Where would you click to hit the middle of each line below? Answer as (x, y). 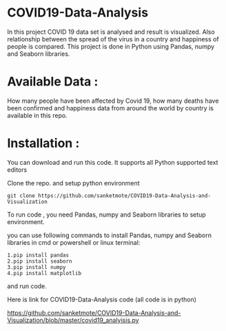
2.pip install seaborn (40, 261)
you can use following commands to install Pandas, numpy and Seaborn (110, 235)
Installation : (43, 143)
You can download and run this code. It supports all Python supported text (113, 162)
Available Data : (53, 82)
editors (17, 170)
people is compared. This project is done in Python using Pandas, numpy (111, 46)
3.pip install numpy (37, 267)
